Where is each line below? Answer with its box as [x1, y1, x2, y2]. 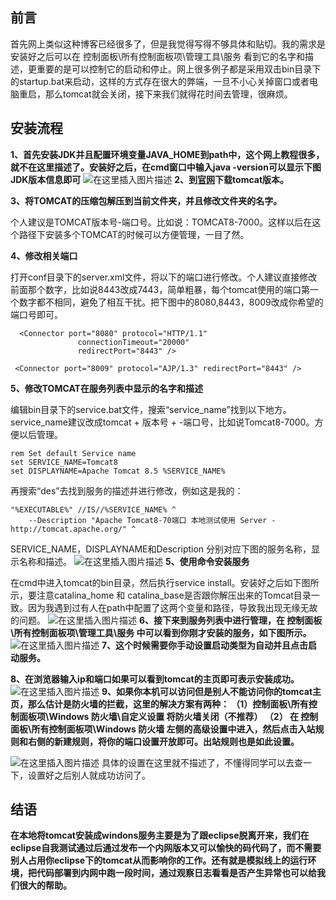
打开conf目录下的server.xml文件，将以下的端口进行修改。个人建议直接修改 [10, 271, 318, 283]
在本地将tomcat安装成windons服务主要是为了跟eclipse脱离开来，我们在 [10, 829, 310, 842]
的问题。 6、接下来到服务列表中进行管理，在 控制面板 [10, 614, 323, 626]
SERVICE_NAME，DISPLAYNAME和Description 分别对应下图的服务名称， [10, 543, 312, 555]
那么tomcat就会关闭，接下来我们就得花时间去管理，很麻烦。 [44, 88, 293, 100]
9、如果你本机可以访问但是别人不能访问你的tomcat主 [101, 685, 322, 697]
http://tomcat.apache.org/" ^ [10, 524, 137, 534]
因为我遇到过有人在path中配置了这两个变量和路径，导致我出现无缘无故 [27, 601, 318, 613]
